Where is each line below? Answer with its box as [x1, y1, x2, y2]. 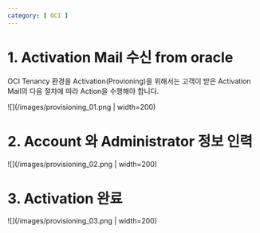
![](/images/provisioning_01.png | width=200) [7, 102, 156, 111]
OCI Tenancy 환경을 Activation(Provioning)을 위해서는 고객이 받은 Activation [7, 76, 252, 86]
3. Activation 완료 [7, 189, 123, 208]
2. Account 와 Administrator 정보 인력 [7, 132, 253, 150]
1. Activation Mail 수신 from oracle [7, 49, 234, 66]
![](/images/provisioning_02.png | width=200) [7, 159, 157, 169]
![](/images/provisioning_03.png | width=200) [7, 216, 157, 226]
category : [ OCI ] [7, 11, 69, 20]
